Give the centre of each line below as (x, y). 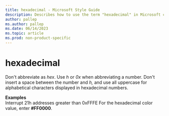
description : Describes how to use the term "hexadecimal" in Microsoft (83, 15)
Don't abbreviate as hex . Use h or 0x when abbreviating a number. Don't (80, 77)
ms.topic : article (24, 33)
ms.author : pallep (24, 24)
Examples (16, 97)
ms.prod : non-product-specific (38, 38)
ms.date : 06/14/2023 (27, 29)
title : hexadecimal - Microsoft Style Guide (53, 10)
